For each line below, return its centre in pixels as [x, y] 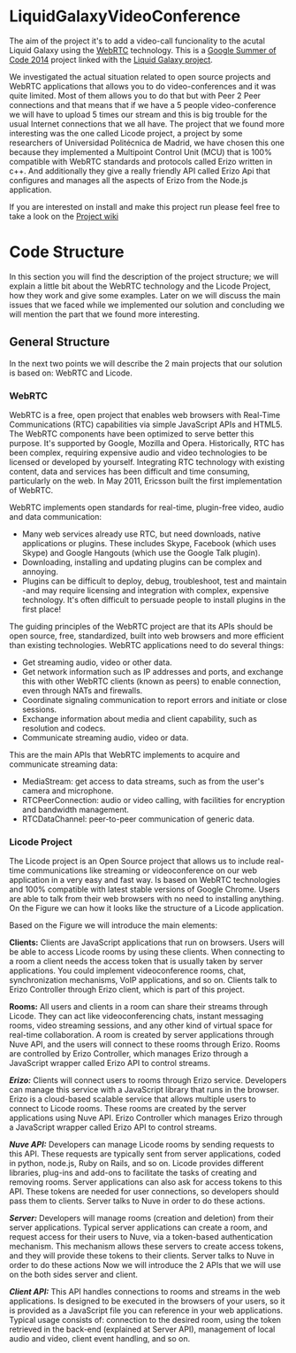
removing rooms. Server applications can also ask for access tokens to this [146, 1182]
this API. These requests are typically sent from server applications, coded [145, 1154]
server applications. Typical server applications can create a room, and [138, 1227]
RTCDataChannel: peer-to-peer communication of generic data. [138, 819]
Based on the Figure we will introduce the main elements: [114, 925]
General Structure [60, 342]
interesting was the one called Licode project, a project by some [126, 133]
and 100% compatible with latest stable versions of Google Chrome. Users [144, 889]
